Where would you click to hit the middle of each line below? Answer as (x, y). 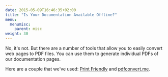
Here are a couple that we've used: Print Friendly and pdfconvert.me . (78, 69)
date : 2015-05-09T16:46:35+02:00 (41, 10)
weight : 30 (17, 34)
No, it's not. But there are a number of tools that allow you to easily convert (84, 48)
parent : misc (28, 29)
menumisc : (20, 24)
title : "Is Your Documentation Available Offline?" (61, 15)
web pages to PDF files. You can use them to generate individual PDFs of (82, 54)
